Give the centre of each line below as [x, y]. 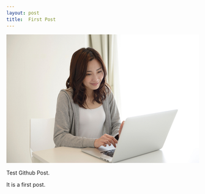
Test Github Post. [28, 173]
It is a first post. [26, 184]
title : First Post [31, 19]
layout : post [23, 13]
